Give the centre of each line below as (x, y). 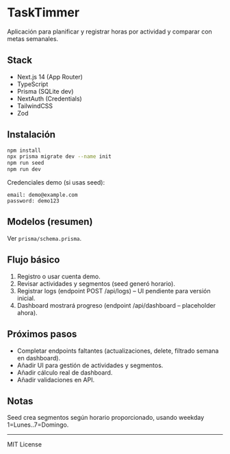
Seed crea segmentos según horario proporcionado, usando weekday (106, 418)
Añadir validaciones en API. (55, 379)
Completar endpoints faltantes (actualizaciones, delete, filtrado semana (118, 351)
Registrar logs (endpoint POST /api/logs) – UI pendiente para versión (114, 291)
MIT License (25, 444)
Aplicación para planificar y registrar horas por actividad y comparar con (110, 31)
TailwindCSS (35, 106)
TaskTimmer (43, 13)
